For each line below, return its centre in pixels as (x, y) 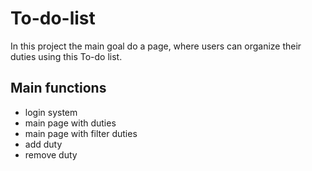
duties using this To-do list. (66, 56)
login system (51, 112)
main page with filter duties (81, 133)
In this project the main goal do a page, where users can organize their (156, 46)
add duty (43, 144)
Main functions (58, 88)
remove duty (51, 154)
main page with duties (70, 123)
